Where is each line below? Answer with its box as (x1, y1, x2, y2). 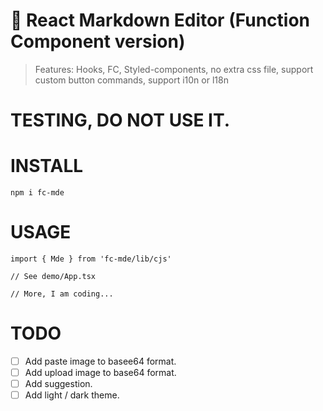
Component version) (10, 30, 186, 53)
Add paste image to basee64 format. (24, 355, 177, 367)
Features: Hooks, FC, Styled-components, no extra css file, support (34, 63, 314, 75)
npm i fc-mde (10, 188, 65, 198)
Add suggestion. (24, 378, 93, 390)
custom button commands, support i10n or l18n (34, 74, 229, 86)
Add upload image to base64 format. (24, 367, 177, 378)
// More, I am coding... (10, 289, 114, 299)
